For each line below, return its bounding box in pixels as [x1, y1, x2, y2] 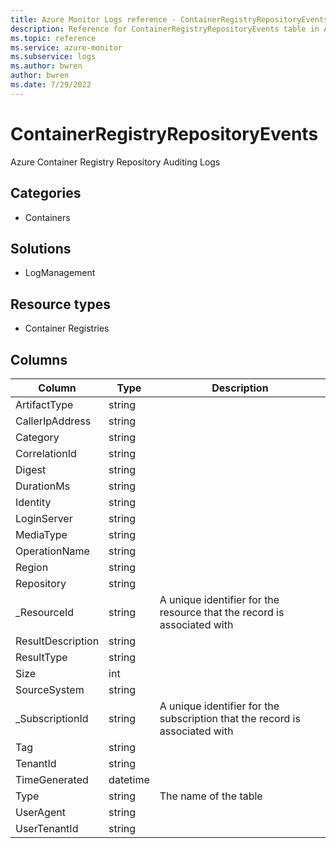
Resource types [10, 296, 111, 313]
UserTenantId [15, 821, 79, 835]
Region [15, 560, 49, 574]
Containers [24, 211, 71, 223]
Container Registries [24, 322, 110, 335]
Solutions [10, 240, 72, 257]
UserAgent [15, 805, 66, 819]
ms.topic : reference [10, 33, 97, 43]
